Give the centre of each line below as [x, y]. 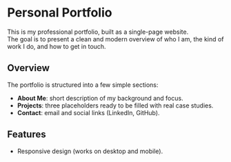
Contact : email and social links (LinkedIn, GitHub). [88, 112]
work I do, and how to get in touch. [57, 46]
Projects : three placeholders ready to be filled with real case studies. [115, 105]
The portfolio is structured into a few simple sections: [83, 85]
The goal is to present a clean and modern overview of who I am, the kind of [115, 39]
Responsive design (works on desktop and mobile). [90, 151]
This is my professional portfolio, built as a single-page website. [98, 32]
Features [27, 135]
